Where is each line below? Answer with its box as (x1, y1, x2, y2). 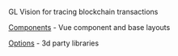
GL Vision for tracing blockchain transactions (8, 7, 159, 16)
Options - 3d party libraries (8, 38, 100, 48)
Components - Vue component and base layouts (8, 23, 171, 32)
